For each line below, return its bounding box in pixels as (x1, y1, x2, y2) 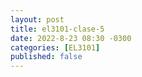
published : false (10, 52, 83, 62)
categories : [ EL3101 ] (10, 42, 101, 53)
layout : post (10, 14, 65, 25)
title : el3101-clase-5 (10, 24, 105, 34)
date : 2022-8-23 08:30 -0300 (10, 33, 132, 43)
